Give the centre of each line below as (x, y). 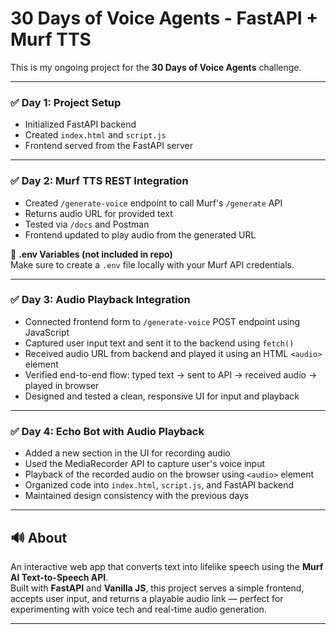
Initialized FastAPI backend (80, 124)
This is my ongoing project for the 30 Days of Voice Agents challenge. (156, 67)
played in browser (62, 385)
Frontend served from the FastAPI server (108, 146)
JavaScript (47, 332)
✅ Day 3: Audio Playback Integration (100, 300)
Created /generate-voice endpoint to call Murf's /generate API (153, 203)
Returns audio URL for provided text (98, 213)
